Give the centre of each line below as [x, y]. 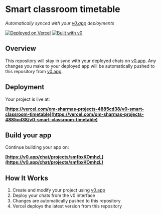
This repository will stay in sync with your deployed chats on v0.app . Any [81, 61]
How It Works [27, 178]
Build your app [28, 135]
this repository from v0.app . [34, 71]
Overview [21, 49]
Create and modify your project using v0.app [59, 190]
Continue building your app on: [37, 147]
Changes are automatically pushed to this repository [66, 201]
